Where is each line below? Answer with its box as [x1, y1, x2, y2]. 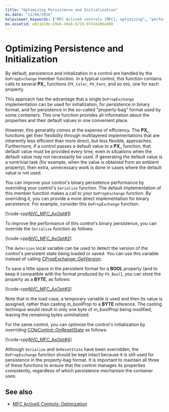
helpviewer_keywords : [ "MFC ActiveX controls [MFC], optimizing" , [5, 17, 147, 22]
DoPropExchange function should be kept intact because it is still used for [5, 352, 154, 358]
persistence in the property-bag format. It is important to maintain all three [5, 357, 159, 363]
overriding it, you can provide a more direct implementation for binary [5, 195, 149, 201]
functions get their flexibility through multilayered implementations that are [5, 133, 160, 139]
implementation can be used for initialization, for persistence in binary [5, 101, 150, 108]
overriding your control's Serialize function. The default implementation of [5, 185, 161, 191]
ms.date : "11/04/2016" [5, 12, 53, 17]
